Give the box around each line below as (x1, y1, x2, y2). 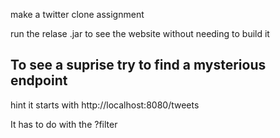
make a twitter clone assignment (10, 9, 145, 20)
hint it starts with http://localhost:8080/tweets (10, 99, 200, 111)
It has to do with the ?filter (10, 118, 118, 130)
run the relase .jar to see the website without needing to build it (10, 28, 270, 39)
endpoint (10, 72, 68, 89)
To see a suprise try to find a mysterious (10, 57, 267, 74)
